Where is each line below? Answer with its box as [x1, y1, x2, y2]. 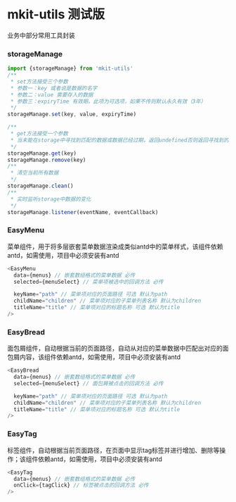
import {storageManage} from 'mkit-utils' [7, 65, 133, 73]
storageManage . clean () [7, 182, 74, 190]
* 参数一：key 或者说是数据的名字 [10, 84, 98, 92]
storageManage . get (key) [7, 149, 77, 157]
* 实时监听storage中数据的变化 [10, 195, 91, 203]
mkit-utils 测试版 [7, 6, 105, 23]
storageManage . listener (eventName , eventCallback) [7, 208, 159, 215]
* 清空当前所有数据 [10, 170, 59, 177]
